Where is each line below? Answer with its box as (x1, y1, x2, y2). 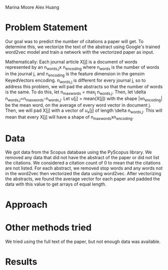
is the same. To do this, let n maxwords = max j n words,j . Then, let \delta (5, 89, 146, 96)
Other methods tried (5, 222, 92, 233)
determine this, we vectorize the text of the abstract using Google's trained (5, 44, 160, 50)
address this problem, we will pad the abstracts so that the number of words (5, 84, 163, 90)
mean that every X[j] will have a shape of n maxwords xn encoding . (5, 114, 134, 121)
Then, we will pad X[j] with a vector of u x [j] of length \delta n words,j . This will (5, 107, 162, 114)
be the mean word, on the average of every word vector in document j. (5, 102, 151, 108)
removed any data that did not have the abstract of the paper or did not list (5, 155, 159, 161)
